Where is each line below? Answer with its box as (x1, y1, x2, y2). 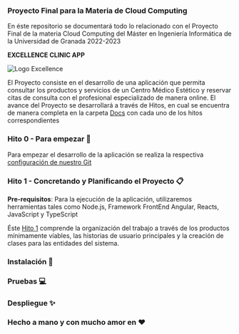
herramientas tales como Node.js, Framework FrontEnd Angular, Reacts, (7, 202, 220, 211)
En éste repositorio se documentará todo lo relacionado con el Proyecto (7, 22, 219, 31)
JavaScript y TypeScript (7, 209, 78, 219)
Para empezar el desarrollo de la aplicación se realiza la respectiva (7, 150, 204, 159)
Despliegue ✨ (7, 298, 56, 308)
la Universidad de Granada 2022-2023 (7, 37, 121, 46)
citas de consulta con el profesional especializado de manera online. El (7, 93, 216, 102)
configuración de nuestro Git (7, 157, 92, 166)
